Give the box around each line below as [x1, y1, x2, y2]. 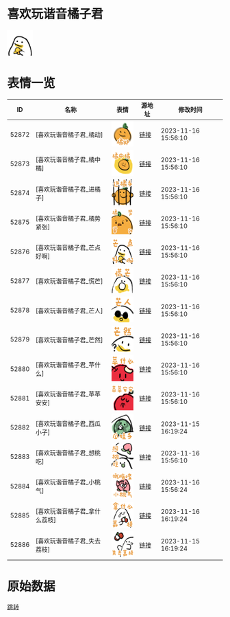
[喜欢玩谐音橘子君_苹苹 [35, 390, 101, 399]
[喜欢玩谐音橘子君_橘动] [35, 131, 103, 139]
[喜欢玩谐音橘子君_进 [35, 185, 95, 193]
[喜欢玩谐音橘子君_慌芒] [35, 277, 103, 285]
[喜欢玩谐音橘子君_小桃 [35, 478, 101, 486]
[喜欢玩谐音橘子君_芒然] [35, 335, 103, 344]
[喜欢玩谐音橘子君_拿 [35, 507, 95, 515]
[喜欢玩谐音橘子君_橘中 [35, 155, 101, 164]
